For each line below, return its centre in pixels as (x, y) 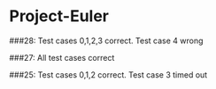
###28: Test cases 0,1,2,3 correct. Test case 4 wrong (106, 41)
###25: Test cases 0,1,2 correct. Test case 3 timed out (108, 74)
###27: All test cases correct (62, 57)
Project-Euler (59, 16)
